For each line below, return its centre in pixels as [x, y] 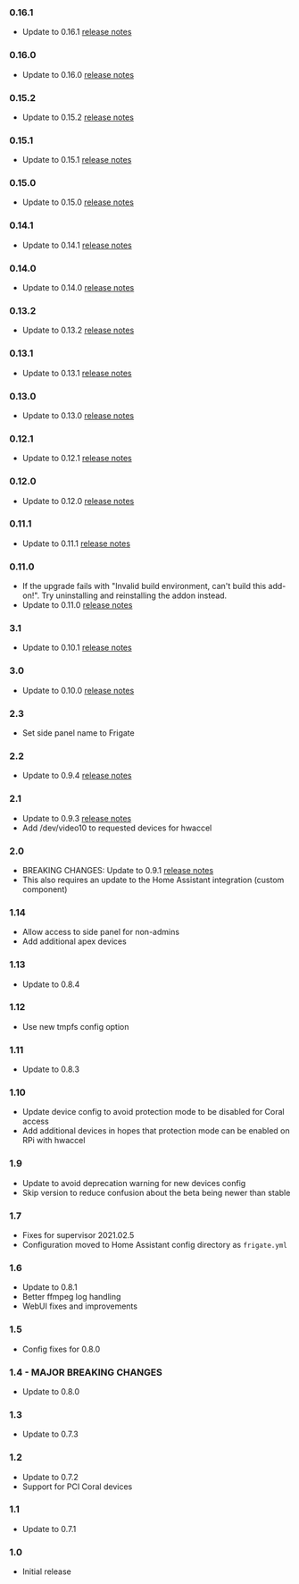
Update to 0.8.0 [51, 1391]
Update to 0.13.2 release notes [78, 330]
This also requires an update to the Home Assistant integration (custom [153, 880]
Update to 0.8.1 [50, 1287]
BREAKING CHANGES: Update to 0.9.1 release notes [118, 870]
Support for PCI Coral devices [77, 1487]
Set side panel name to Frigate [79, 733]
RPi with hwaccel [54, 1141]
